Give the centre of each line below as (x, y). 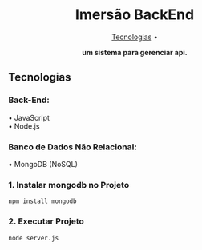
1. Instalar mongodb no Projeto (69, 185)
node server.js (34, 238)
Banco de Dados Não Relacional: (73, 147)
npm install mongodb (43, 201)
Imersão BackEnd (135, 15)
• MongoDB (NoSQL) (43, 164)
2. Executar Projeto (46, 221)
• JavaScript (29, 117)
